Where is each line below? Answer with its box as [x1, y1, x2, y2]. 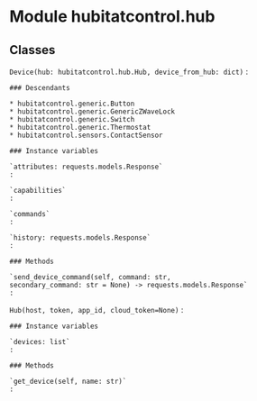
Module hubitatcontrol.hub [9, 6, 216, 27]
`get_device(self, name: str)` [9, 377, 127, 386]
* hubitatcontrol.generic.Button [9, 99, 135, 108]
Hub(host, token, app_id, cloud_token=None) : [9, 305, 184, 314]
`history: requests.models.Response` [9, 233, 151, 242]
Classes [9, 42, 56, 58]
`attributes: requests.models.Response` [9, 162, 164, 171]
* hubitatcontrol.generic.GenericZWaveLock [9, 107, 176, 116]
